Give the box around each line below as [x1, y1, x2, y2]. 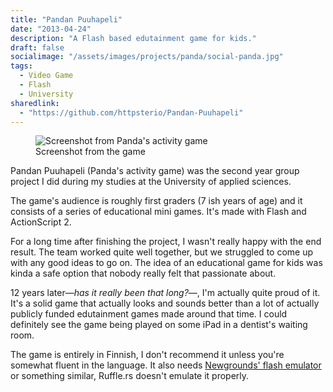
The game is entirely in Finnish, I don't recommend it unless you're [10, 349, 285, 361]
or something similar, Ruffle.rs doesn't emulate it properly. [10, 370, 250, 382]
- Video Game [19, 71, 74, 81]
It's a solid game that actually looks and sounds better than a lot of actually [10, 297, 320, 310]
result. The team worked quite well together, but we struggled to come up [10, 246, 314, 258]
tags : [10, 61, 33, 71]
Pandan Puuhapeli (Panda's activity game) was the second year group [10, 165, 300, 177]
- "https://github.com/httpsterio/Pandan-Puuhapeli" [19, 107, 244, 118]
